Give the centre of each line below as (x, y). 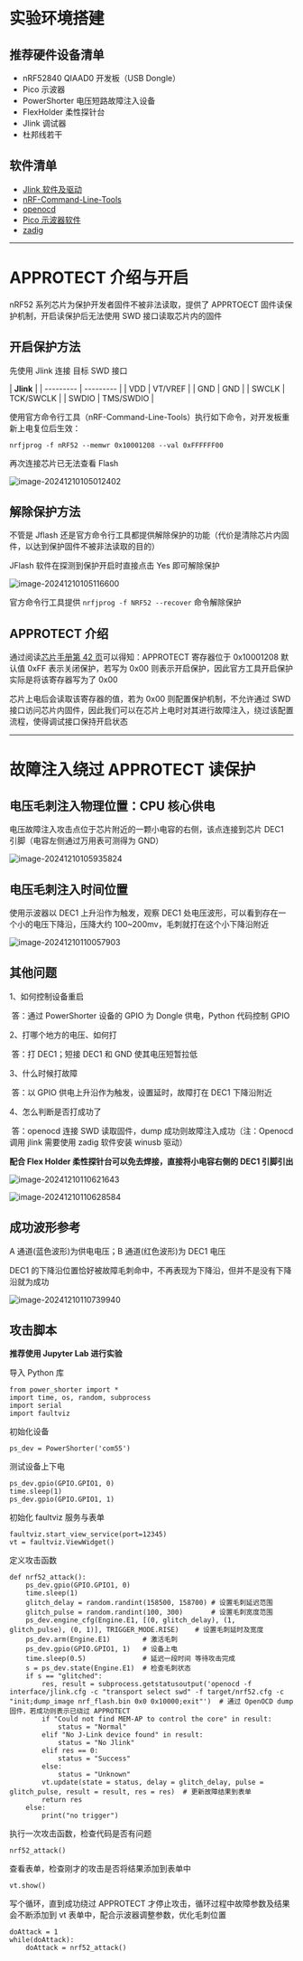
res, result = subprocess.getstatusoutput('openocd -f (147, 1684)
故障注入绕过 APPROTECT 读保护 (133, 770)
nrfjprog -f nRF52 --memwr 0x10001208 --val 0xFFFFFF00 (116, 445)
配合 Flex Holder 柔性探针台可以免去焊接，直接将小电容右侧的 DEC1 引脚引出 (151, 1161)
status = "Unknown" (94, 1775)
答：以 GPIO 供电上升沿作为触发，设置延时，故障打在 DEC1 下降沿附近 (142, 1092)
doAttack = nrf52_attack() (76, 1948)
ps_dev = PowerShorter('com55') (70, 1449)
